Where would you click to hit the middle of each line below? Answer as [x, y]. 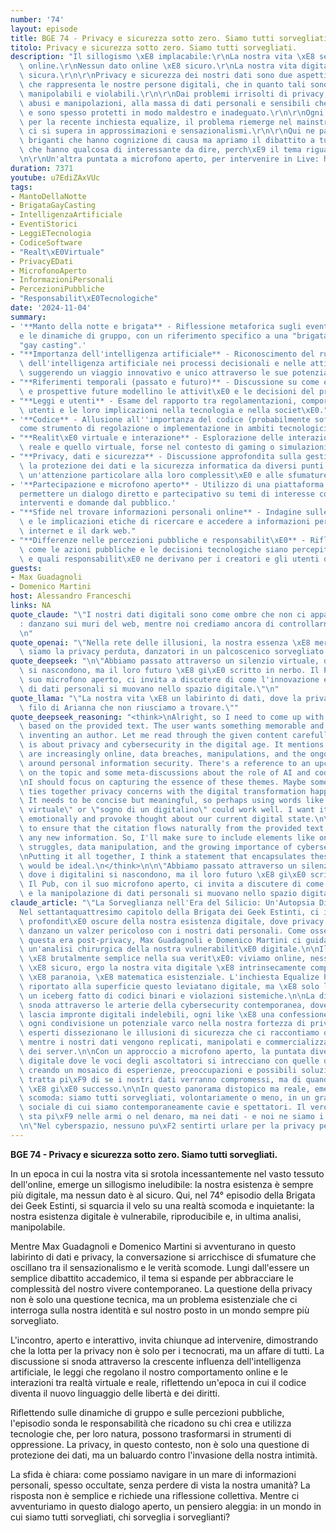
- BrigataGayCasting [53, 206]
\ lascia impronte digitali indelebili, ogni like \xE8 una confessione [174, 1014]
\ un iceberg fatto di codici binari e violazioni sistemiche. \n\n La [167, 996]
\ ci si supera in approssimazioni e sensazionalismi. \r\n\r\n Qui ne [167, 131]
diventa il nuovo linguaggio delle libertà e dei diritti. [115, 1393]
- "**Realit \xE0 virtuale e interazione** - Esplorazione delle [147, 438]
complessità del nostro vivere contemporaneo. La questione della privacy [161, 1288]
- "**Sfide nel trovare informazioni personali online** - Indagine [156, 512]
